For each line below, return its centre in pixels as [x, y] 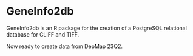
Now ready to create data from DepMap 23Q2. [65, 46]
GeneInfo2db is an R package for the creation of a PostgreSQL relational [96, 28]
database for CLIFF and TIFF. [43, 34]
